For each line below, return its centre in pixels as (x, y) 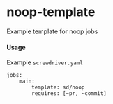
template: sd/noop (58, 87)
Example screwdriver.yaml (45, 62)
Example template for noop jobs (52, 31)
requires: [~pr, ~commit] (69, 94)
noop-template (51, 12)
